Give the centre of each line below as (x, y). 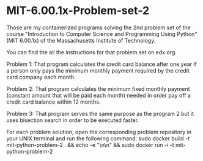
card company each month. (41, 77)
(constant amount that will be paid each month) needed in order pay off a (99, 95)
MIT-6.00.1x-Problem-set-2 (78, 11)
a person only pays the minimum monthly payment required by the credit (98, 70)
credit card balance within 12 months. (54, 102)
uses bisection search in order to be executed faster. (73, 120)
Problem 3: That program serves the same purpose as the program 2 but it (100, 113)
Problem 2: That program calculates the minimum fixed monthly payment (98, 88)
